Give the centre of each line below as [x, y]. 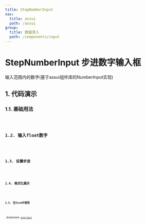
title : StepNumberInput [29, 10]
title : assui [23, 19]
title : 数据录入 [25, 32]
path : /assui [23, 23]
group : [12, 28]
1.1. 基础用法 [19, 109]
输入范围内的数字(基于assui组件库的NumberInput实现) [59, 77]
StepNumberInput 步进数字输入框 [73, 63]
